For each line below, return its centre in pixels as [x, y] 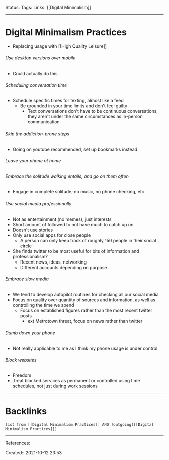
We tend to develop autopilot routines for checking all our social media [86, 294]
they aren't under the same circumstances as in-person [85, 117]
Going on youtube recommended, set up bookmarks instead [75, 149]
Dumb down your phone [30, 333]
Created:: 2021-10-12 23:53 [33, 453]
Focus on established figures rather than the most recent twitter [86, 310]
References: [18, 443]
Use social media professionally [38, 203]
